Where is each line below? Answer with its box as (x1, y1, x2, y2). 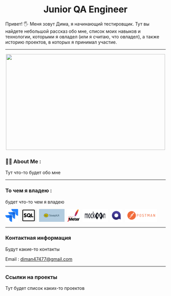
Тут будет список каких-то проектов (5, 285, 85, 291)
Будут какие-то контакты (5, 246, 60, 252)
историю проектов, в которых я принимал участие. (5, 39, 117, 45)
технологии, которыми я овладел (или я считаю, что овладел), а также (5, 33, 159, 39)
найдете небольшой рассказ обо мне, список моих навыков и (5, 28, 141, 34)
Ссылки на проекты (5, 274, 58, 281)
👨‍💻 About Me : (5, 157, 42, 165)
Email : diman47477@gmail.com (5, 256, 73, 262)
